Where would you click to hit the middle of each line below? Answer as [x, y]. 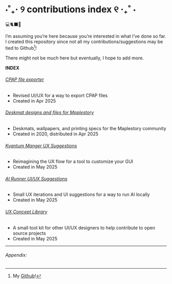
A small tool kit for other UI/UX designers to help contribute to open [84, 228]
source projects [29, 233]
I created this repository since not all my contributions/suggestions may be [84, 42]
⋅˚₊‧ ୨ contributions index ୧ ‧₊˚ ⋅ [70, 9]
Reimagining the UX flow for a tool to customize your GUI [73, 161]
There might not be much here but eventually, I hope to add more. [75, 58]
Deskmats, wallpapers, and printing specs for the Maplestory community [89, 128]
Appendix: [16, 255]
